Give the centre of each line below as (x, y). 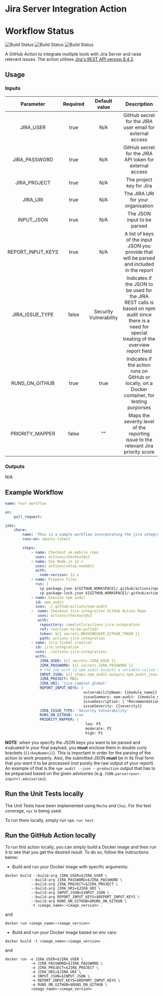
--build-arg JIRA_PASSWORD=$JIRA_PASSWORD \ (77, 880)
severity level (139, 421)
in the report (139, 270)
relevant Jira (139, 446)
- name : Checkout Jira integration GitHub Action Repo (89, 611)
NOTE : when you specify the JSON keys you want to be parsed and (73, 742)
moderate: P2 (98, 729)
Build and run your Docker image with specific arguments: (70, 867)
